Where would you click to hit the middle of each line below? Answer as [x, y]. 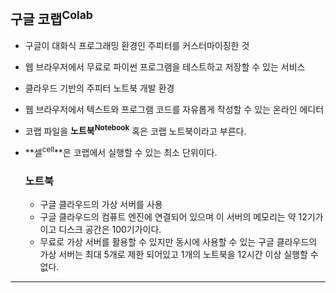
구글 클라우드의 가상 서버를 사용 [101, 205]
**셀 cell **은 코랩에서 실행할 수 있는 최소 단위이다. [121, 152]
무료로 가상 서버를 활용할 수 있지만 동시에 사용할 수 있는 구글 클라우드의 [178, 242]
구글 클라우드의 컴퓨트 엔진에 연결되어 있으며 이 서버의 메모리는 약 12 [173, 217]
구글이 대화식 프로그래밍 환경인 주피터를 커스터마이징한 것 [137, 45]
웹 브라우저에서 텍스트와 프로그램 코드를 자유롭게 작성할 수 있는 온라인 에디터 [174, 109]
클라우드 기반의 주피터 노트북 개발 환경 [99, 88]
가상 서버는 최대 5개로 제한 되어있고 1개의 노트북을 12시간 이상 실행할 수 [179, 255]
